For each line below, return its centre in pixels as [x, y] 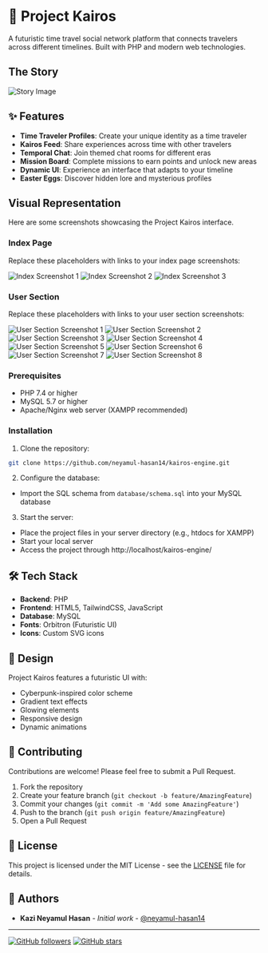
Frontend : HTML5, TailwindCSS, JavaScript [91, 608]
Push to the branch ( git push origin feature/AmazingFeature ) [122, 812]
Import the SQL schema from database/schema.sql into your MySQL [131, 494]
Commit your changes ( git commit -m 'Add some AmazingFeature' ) [129, 804]
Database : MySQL [50, 616]
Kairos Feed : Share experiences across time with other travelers [126, 144]
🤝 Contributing [45, 752]
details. [20, 873]
